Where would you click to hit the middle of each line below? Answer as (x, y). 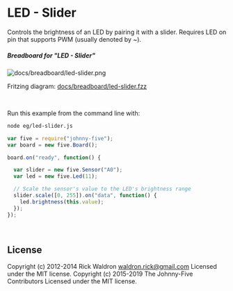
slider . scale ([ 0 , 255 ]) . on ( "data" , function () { (85, 196)
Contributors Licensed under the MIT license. (72, 281)
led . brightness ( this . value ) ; (62, 202)
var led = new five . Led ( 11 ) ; (56, 176)
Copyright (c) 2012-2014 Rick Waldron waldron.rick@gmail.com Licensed (112, 267)
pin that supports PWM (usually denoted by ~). (74, 39)
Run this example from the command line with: (74, 113)
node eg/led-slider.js (40, 126)
